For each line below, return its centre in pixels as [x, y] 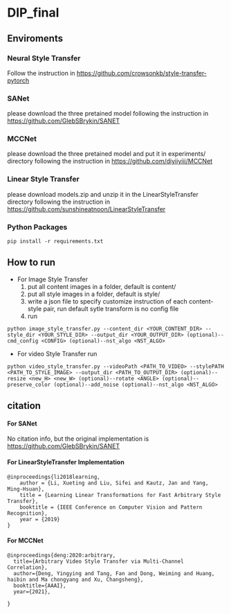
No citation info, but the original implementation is [78, 439]
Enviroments [35, 38]
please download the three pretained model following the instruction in [108, 114]
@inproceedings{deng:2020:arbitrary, [62, 555]
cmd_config [23, 341]
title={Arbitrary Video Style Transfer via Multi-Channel [99, 561]
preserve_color [29, 385]
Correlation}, [28, 567]
